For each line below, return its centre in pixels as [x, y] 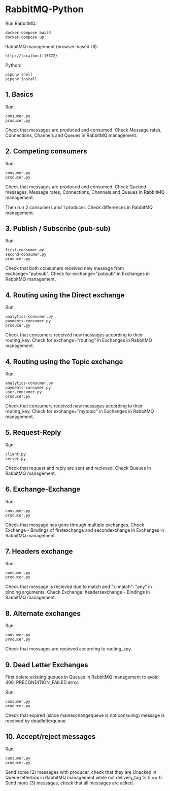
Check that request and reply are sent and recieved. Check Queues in [78, 468]
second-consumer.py [26, 255]
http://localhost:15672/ [31, 56]
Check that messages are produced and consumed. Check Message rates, [83, 130]
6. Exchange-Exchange [43, 489]
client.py [16, 454]
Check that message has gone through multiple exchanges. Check [75, 525]
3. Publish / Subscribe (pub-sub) [58, 229]
